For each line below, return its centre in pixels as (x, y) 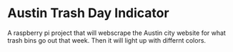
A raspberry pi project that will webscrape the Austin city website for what (117, 33)
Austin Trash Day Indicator (88, 13)
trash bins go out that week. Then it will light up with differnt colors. (106, 40)
